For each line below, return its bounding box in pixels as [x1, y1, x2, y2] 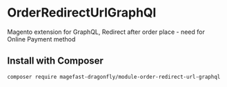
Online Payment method [7, 35, 76, 43]
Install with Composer [7, 55, 103, 67]
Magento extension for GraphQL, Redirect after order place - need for [7, 28, 205, 36]
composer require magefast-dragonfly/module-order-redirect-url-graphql [7, 73, 221, 80]
